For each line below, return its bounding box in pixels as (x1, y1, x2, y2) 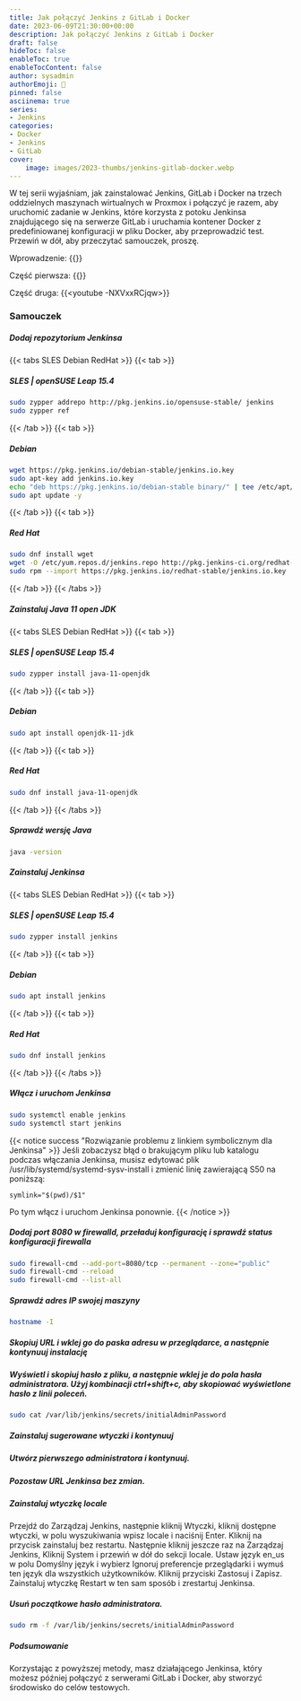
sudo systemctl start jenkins (9, 1119, 123, 1128)
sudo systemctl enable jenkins (9, 1110, 126, 1120)
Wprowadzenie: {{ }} (9, 253, 83, 264)
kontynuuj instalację (9, 1347, 88, 1357)
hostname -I (9, 1318, 54, 1327)
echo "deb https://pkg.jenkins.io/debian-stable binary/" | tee (9, 482, 254, 492)
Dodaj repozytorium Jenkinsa (9, 332, 123, 343)
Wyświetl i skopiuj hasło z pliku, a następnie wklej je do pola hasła (9, 1369, 262, 1380)
